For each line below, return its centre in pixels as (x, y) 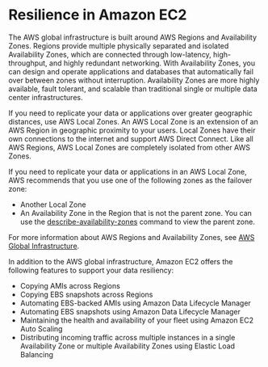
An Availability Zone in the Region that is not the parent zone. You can (136, 213)
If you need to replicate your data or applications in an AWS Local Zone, (128, 171)
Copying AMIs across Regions (70, 285)
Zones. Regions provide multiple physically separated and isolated (119, 45)
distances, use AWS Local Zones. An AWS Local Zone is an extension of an (133, 121)
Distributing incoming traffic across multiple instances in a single (128, 337)
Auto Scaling (41, 328)
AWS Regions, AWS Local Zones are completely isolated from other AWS (130, 147)
